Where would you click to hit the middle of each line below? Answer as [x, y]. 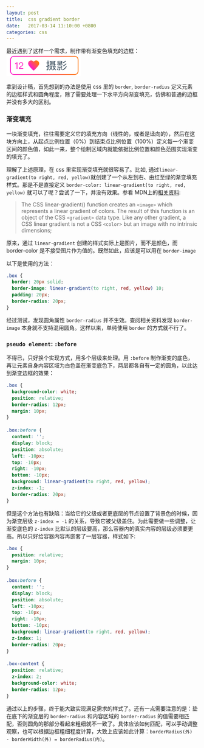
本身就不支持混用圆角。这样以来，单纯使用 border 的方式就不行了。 [105, 327]
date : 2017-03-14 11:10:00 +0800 [51, 26]
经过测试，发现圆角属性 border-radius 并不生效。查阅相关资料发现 [89, 320]
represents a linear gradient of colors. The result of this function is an [108, 211]
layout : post [23, 13]
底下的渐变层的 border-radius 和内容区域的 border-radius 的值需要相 [97, 716]
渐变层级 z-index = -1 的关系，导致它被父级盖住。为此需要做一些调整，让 [104, 521]
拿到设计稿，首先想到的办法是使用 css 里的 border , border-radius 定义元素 [100, 87]
